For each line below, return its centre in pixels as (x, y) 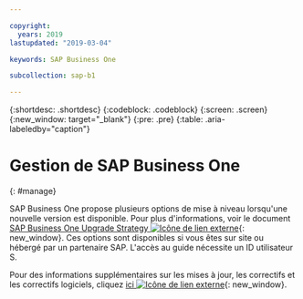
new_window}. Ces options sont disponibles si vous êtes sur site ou (137, 238)
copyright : (30, 26)
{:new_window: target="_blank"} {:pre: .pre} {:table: (106, 119)
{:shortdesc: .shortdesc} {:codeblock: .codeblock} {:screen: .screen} (139, 109)
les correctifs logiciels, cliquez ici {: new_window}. (148, 284)
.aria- (215, 119)
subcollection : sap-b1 (52, 76)
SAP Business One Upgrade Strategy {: (127, 228)
